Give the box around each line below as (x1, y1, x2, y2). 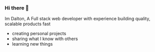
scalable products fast (4, 21, 51, 27)
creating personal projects (11, 31, 66, 37)
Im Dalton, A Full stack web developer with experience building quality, (4, 16, 150, 22)
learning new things (11, 41, 53, 47)
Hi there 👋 (4, 4, 29, 11)
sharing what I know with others (11, 36, 78, 42)
